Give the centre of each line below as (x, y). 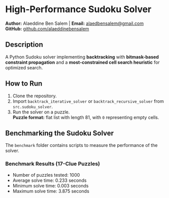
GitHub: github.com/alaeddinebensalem (47, 28)
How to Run (24, 84)
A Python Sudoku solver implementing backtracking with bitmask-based (82, 57)
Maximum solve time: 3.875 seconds (51, 191)
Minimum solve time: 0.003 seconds (50, 185)
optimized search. (24, 67)
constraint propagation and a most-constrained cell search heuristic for (82, 62)
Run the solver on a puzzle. (41, 112)
